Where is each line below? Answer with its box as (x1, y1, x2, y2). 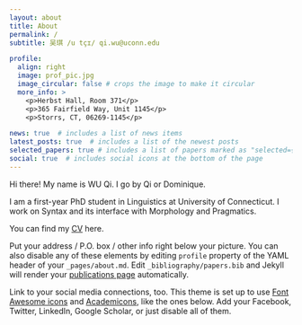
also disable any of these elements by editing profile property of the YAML (9, 250, 289, 260)
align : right (17, 63, 67, 72)
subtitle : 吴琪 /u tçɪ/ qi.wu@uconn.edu (9, 38, 160, 48)
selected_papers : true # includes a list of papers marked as (9, 145, 247, 155)
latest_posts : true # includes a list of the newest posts (9, 137, 240, 146)
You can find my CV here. (9, 223, 104, 233)
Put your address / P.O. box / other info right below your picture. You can (9, 240, 279, 251)
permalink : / (9, 30, 58, 39)
